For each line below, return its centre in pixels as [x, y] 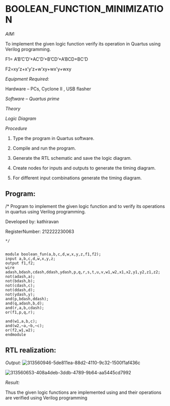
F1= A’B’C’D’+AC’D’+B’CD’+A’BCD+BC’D [47, 59]
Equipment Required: [27, 79]
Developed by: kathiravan [32, 221]
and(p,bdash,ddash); [27, 299]
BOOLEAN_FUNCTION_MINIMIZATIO [84, 9]
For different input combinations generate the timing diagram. [77, 178]
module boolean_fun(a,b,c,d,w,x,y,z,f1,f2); [53, 254]
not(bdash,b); [20, 281]
